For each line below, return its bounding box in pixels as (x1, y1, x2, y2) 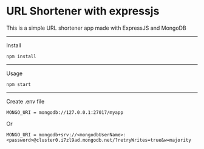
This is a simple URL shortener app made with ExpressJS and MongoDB (6, 24, 186, 31)
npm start (6, 81, 32, 87)
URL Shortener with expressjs (6, 4, 160, 18)
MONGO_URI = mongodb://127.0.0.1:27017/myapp (6, 109, 123, 116)
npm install (6, 53, 36, 59)
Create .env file (6, 98, 45, 105)
